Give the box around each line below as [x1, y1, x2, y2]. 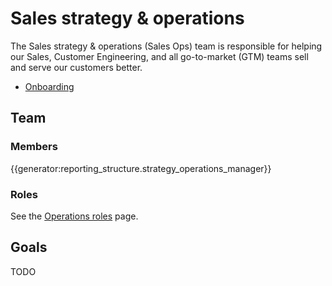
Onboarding [24, 80, 75, 92]
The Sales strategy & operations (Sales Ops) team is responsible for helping [10, 40, 323, 52]
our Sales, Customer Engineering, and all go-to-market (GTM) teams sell [10, 50, 309, 62]
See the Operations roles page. [10, 210, 139, 222]
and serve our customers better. [10, 61, 143, 73]
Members [10, 140, 58, 154]
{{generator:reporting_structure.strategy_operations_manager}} [10, 162, 272, 174]
